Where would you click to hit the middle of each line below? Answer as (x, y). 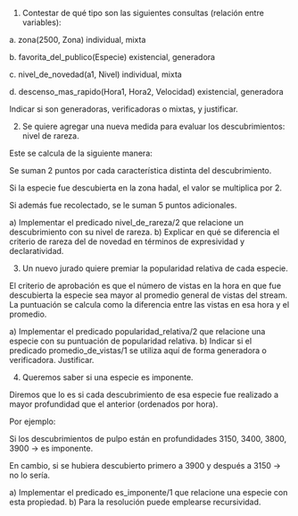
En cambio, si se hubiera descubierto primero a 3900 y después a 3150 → (145, 465)
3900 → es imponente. (51, 448)
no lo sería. (30, 475)
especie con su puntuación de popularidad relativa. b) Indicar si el (131, 341)
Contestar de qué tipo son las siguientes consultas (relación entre (143, 13)
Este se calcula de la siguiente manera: (81, 153)
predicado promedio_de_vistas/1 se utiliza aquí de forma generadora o (138, 351)
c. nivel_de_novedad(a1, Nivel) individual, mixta (96, 74)
